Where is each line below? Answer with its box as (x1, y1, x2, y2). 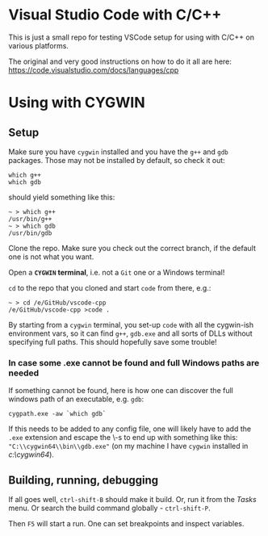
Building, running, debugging (8, 473, 159, 487)
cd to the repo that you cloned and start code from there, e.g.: (8, 283, 211, 292)
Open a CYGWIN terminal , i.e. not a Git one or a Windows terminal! (8, 267, 225, 277)
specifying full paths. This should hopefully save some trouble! (8, 337, 217, 346)
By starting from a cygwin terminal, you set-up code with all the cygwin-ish (8, 320, 254, 329)
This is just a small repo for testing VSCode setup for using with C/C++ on (8, 32, 254, 42)
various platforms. (8, 40, 69, 50)
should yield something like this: (8, 192, 115, 202)
